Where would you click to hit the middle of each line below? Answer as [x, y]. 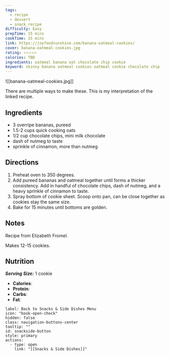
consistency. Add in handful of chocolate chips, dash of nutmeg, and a [87, 185]
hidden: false [20, 318]
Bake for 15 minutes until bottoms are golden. [60, 207]
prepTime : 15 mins [25, 34]
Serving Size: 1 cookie [29, 273]
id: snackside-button [28, 332]
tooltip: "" [18, 327]
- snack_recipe [26, 24]
